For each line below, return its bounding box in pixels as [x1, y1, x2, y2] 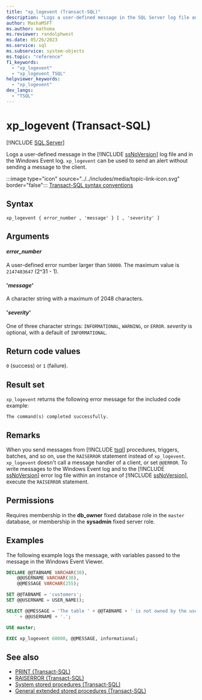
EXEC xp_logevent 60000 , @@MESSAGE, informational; [6, 635, 138, 642]
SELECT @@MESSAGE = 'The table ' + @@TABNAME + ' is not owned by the [6, 608, 187, 614]
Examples [6, 535, 44, 546]
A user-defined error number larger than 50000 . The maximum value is [6, 262, 180, 269]
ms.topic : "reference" [6, 54, 63, 60]
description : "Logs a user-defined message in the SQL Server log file [6, 14, 189, 20]
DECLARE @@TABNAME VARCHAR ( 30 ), [6, 569, 87, 576]
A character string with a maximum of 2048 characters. [6, 295, 144, 302]
